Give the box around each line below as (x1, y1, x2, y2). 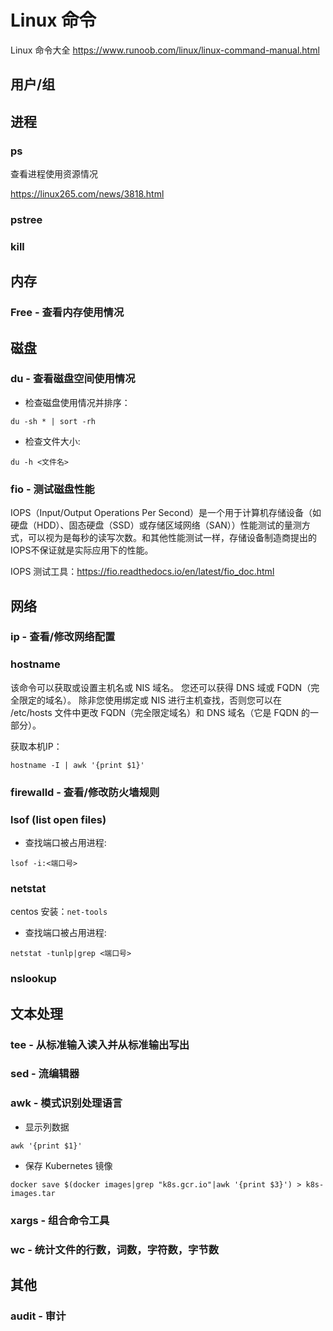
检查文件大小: (24, 435, 81, 447)
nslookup (10, 972, 57, 986)
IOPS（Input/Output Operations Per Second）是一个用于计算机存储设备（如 (10, 507, 322, 519)
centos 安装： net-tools (10, 906, 108, 918)
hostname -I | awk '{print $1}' (10, 760, 145, 770)
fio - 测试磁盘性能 (10, 482, 95, 496)
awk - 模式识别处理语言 (10, 1096, 123, 1110)
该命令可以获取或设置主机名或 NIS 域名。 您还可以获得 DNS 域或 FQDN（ (10, 681, 312, 693)
